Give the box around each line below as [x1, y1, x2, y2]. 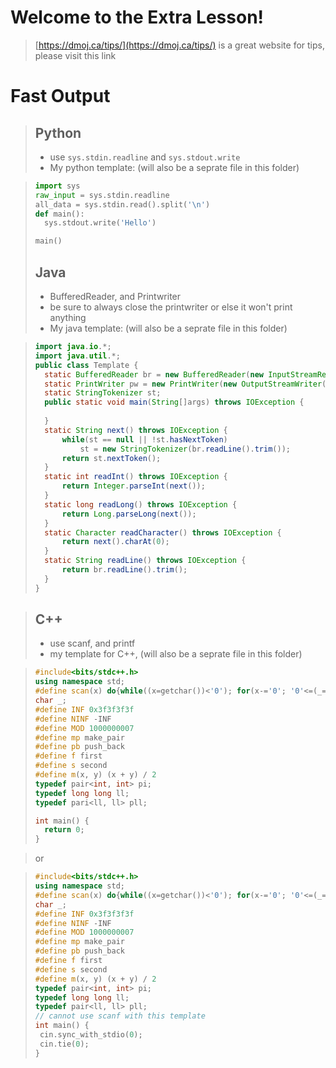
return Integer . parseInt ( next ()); [61, 481, 206, 491]
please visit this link [34, 49, 117, 61]
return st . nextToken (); [61, 453, 162, 463]
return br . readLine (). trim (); [61, 565, 188, 575]
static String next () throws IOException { [44, 425, 228, 435]
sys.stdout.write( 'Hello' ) [44, 218, 157, 228]
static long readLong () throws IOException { [44, 499, 238, 510]
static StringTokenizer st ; [44, 388, 162, 398]
